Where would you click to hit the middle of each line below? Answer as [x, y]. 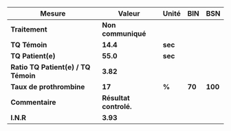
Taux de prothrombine [48, 87]
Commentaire [33, 102]
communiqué [124, 34]
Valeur [129, 13]
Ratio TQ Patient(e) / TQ [51, 67]
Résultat [116, 98]
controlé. [117, 107]
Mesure [53, 13]
